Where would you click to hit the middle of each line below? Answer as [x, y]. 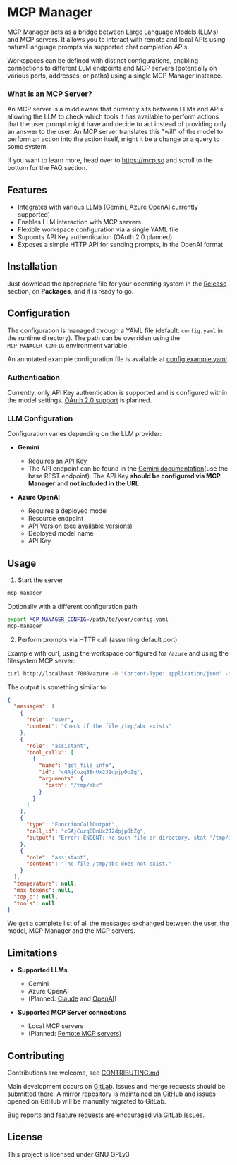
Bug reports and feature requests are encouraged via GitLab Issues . [106, 1115]
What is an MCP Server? [50, 94]
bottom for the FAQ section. [47, 168]
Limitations [32, 953]
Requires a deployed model [68, 511]
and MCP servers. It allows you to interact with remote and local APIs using [116, 39]
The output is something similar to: [57, 687]
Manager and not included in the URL [84, 483]
